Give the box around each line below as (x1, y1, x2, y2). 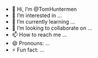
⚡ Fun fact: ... (11, 46, 45, 53)
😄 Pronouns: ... (11, 40, 50, 47)
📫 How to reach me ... (11, 31, 67, 38)
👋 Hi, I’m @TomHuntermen (11, 6, 77, 12)
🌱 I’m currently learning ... (11, 18, 75, 25)
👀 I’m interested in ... (11, 12, 62, 19)
